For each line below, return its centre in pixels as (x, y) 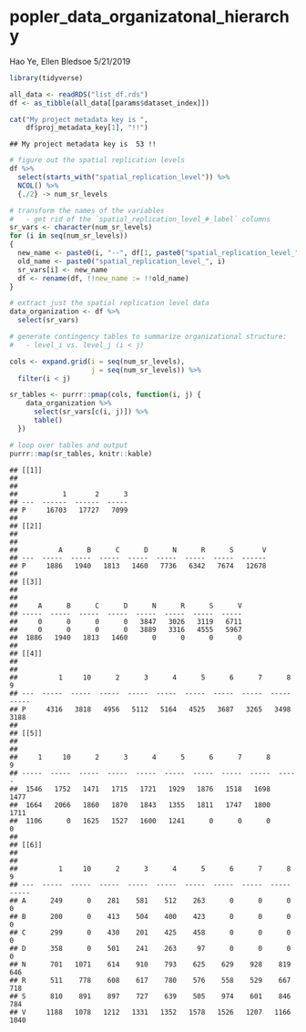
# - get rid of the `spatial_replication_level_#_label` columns (140, 219)
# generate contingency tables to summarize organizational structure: (148, 337)
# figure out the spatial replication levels (97, 160)
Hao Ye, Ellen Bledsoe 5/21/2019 (70, 61)
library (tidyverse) (46, 78)
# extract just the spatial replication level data (109, 303)
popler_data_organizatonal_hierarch (149, 17)
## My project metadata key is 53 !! (83, 144)
